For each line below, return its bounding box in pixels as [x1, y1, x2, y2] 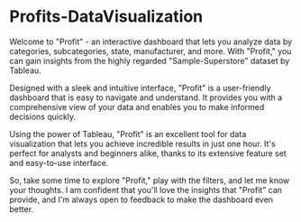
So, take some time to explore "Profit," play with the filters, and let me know [9, 174, 290, 186]
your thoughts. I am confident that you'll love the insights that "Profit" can [9, 184, 282, 195]
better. [9, 203, 34, 214]
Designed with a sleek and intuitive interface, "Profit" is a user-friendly [9, 82, 271, 93]
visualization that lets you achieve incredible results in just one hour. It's [9, 138, 277, 149]
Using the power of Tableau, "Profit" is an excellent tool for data [9, 128, 247, 139]
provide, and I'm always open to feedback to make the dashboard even [9, 194, 273, 205]
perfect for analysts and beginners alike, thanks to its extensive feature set [9, 147, 287, 159]
